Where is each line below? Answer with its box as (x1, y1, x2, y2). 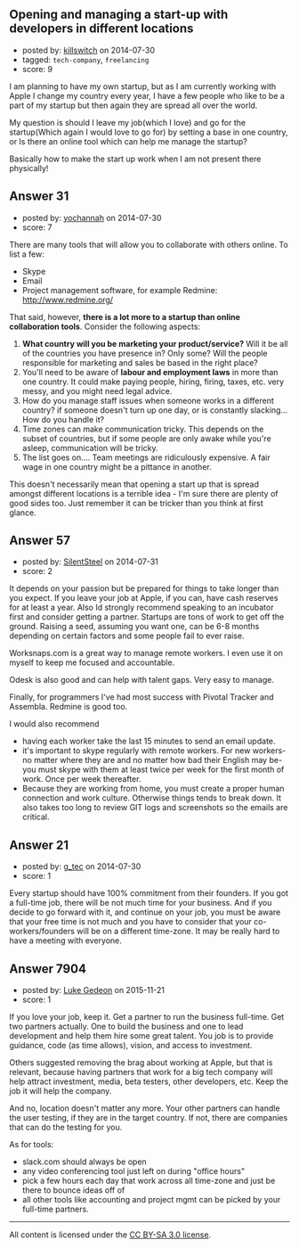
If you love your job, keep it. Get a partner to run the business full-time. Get (9, 1012, 285, 1022)
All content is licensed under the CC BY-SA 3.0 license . (9, 1229, 212, 1240)
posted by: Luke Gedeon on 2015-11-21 (21, 985, 166, 996)
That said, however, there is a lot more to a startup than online (9, 311, 240, 322)
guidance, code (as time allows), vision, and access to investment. (9, 1040, 253, 1051)
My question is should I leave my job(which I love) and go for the (9, 117, 246, 127)
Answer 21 (9, 837, 69, 852)
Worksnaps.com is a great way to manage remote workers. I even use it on (9, 648, 283, 659)
